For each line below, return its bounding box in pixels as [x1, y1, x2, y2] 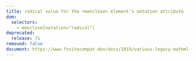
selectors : [11, 19, 38, 25]
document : [6, 46, 30, 52]
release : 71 [11, 35, 41, 41]
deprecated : [6, 30, 35, 36]
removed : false [6, 41, 43, 47]
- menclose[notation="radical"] [16, 24, 95, 31]
